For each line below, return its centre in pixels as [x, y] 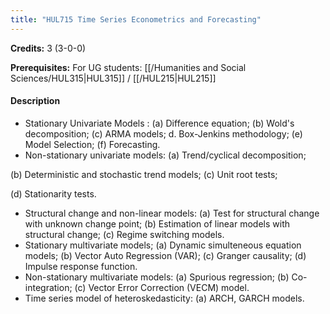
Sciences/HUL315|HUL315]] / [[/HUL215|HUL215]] [113, 78]
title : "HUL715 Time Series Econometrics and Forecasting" [136, 19]
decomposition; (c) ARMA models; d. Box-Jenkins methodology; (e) [163, 133]
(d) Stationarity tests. [53, 193]
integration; [48, 287]
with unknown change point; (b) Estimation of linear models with [157, 223]
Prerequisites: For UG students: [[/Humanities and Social [128, 67]
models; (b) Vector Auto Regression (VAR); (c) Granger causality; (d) [165, 255]
